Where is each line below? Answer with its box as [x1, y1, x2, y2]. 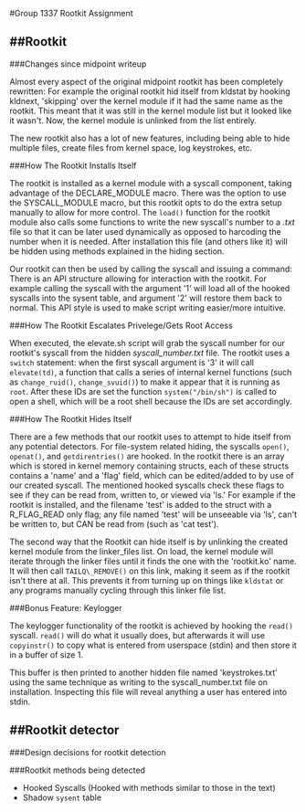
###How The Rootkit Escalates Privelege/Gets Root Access [9, 320, 233, 331]
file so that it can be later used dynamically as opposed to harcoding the [9, 226, 281, 237]
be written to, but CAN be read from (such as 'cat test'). [9, 518, 219, 529]
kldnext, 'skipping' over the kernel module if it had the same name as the [9, 95, 283, 106]
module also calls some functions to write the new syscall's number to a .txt [9, 216, 295, 227]
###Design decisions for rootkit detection [9, 746, 166, 757]
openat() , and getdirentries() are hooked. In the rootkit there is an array [9, 450, 285, 461]
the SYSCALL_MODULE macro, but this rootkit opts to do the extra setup [9, 196, 283, 208]
